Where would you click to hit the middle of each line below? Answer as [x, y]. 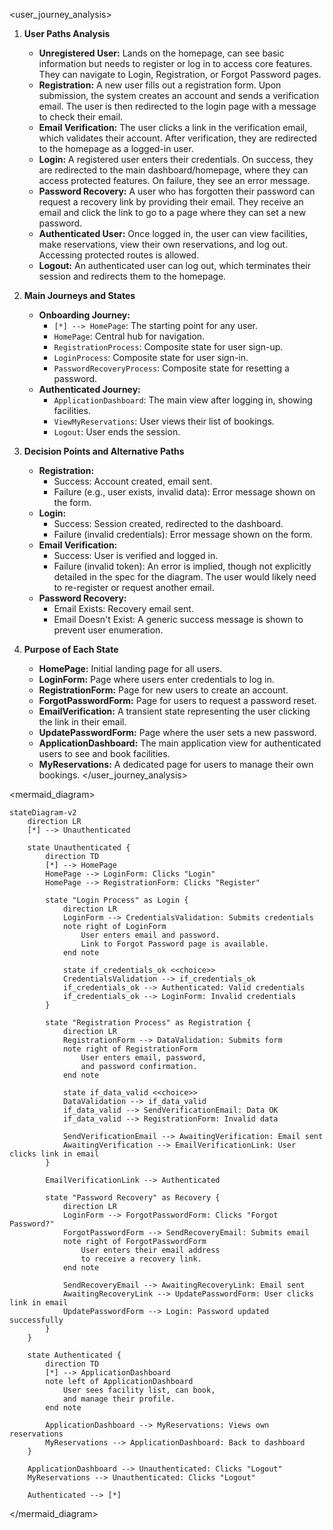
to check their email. [81, 117]
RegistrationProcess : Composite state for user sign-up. [168, 347]
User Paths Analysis [67, 33]
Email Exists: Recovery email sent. [123, 608]
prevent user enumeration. [108, 630]
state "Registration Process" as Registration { [148, 1023]
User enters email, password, [143, 1058]
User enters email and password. [150, 935]
